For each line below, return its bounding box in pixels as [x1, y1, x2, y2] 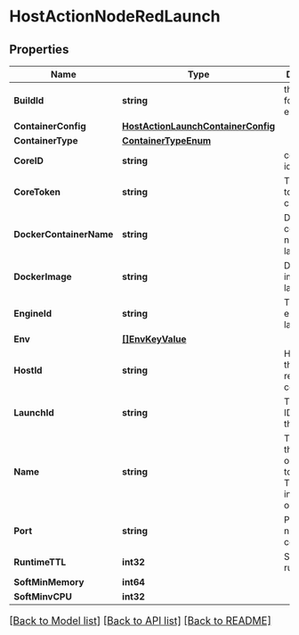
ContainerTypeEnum [121, 135, 212, 146]
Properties [9, 42, 69, 57]
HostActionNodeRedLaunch [9, 6, 221, 27]
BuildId [13, 95, 44, 106]
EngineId [13, 308, 53, 319]
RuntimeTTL [13, 556, 67, 568]
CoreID [13, 154, 44, 167]
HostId [13, 364, 43, 376]
